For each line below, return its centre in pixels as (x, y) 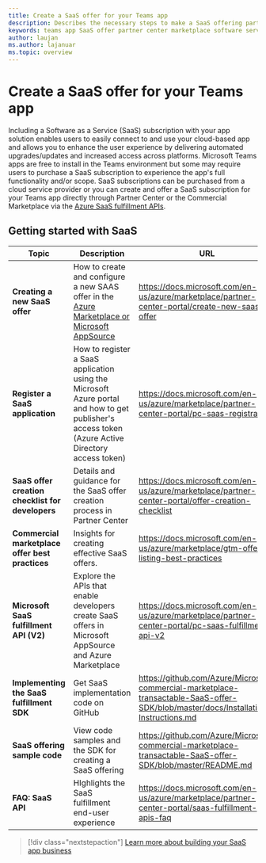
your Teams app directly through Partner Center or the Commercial (118, 197)
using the (91, 379)
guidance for (97, 480)
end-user (91, 812)
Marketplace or (102, 316)
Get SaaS (91, 682)
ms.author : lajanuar (42, 45)
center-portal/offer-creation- (194, 500)
